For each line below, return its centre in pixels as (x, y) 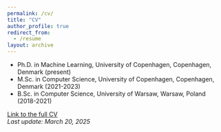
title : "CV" (24, 20)
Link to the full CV (32, 114)
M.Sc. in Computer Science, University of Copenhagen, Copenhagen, (116, 79)
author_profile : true (38, 26)
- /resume (27, 39)
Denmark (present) (44, 72)
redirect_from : (29, 32)
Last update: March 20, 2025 (49, 121)
